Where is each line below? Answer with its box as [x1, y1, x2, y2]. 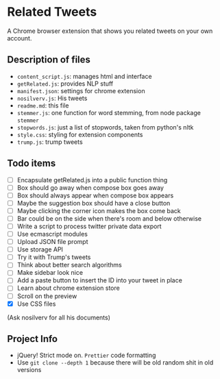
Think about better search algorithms [16, 261, 122, 269]
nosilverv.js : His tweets [16, 94, 88, 102]
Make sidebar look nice [16, 269, 84, 277]
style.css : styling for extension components [16, 130, 143, 138]
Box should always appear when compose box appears [16, 191, 174, 199]
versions [16, 366, 42, 374]
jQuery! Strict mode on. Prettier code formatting [16, 351, 156, 360]
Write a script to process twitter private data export [16, 222, 162, 230]
